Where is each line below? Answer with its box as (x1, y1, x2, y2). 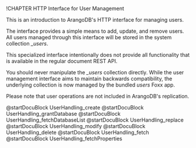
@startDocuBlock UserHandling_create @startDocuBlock (6, 104, 145, 111)
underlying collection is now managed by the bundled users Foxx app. (6, 81, 176, 88)
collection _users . (6, 40, 49, 47)
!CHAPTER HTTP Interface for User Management (6, 5, 125, 12)
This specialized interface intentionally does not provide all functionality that (6, 51, 190, 58)
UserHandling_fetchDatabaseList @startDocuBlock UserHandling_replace (6, 116, 184, 123)
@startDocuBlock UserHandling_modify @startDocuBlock (6, 123, 146, 129)
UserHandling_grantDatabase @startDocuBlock (6, 111, 121, 117)
